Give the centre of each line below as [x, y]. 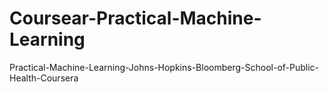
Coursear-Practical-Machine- [135, 18]
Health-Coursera [44, 78]
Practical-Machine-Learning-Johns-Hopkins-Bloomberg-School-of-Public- [164, 67]
